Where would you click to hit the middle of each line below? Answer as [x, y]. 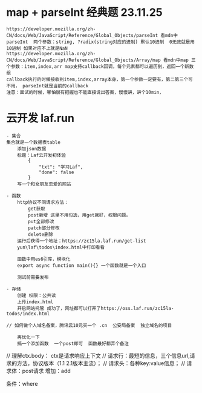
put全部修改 [41, 221]
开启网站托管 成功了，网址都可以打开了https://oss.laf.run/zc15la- [96, 308]
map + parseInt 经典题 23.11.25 [84, 12]
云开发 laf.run [40, 118]
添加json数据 [32, 149]
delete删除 [41, 234]
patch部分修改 [44, 228]
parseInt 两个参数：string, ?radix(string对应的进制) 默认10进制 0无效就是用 [100, 42]
